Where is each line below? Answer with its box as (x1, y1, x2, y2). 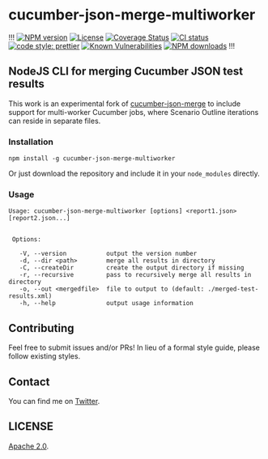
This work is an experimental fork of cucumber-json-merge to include (8, 99, 241, 108)
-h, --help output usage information (19, 300, 194, 308)
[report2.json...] (8, 215, 70, 223)
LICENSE (8, 419, 54, 434)
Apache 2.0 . (8, 441, 49, 451)
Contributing (8, 321, 74, 335)
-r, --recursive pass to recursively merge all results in (19, 271, 252, 279)
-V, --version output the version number (19, 249, 198, 258)
